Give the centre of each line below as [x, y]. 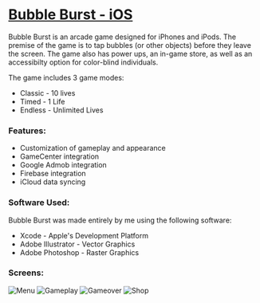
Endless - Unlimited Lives [61, 110]
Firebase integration [53, 174]
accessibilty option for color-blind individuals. [83, 62]
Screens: [26, 273]
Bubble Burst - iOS [71, 15]
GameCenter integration [59, 156]
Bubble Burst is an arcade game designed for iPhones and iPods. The [122, 37]
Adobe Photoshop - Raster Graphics [79, 252]
